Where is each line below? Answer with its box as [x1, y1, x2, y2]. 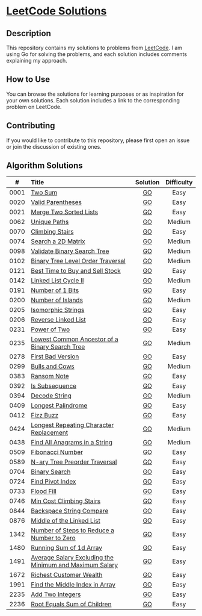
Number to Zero [31, 534, 76, 543]
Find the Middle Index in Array [31, 580, 116, 589]
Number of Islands [31, 296, 83, 305]
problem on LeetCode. [6, 103, 62, 110]
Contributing [6, 120, 55, 131]
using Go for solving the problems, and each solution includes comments [6, 51, 188, 58]
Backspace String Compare [31, 507, 109, 515]
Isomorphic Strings [31, 306, 85, 314]
